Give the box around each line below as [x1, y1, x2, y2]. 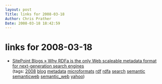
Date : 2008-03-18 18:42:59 [5, 21, 60, 26]
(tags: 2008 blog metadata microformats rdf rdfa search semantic [12, 68, 146, 74]
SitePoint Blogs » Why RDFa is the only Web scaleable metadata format [12, 58, 157, 64]
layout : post [5, 7, 32, 12]
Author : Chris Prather [5, 16, 52, 21]
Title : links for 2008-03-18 [5, 12, 65, 17]
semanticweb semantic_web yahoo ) [12, 74, 85, 80]
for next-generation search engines [12, 63, 84, 69]
